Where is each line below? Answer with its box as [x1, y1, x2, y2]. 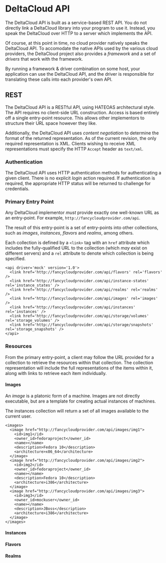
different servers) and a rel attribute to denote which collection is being [5, 250, 154, 256]
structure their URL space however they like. [5, 120, 97, 126]
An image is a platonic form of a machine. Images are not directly [5, 393, 140, 399]
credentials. [5, 186, 30, 192]
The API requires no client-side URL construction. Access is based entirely [5, 109, 159, 115]
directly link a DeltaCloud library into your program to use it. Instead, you [5, 25, 155, 31]
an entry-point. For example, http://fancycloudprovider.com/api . [5, 215, 140, 221]
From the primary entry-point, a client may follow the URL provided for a [5, 354, 154, 360]
